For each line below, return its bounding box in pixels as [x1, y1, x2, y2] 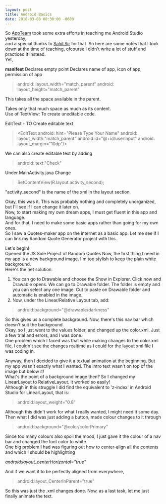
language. [5, 214, 26, 220]
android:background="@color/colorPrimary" [17, 424, 108, 430]
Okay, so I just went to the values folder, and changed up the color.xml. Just [5, 327, 160, 333]
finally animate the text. [5, 493, 53, 499]
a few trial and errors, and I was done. [5, 332, 83, 338]
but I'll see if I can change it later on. [5, 204, 79, 210]
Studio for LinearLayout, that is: [5, 390, 69, 396]
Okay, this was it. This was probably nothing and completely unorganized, [5, 199, 156, 204]
